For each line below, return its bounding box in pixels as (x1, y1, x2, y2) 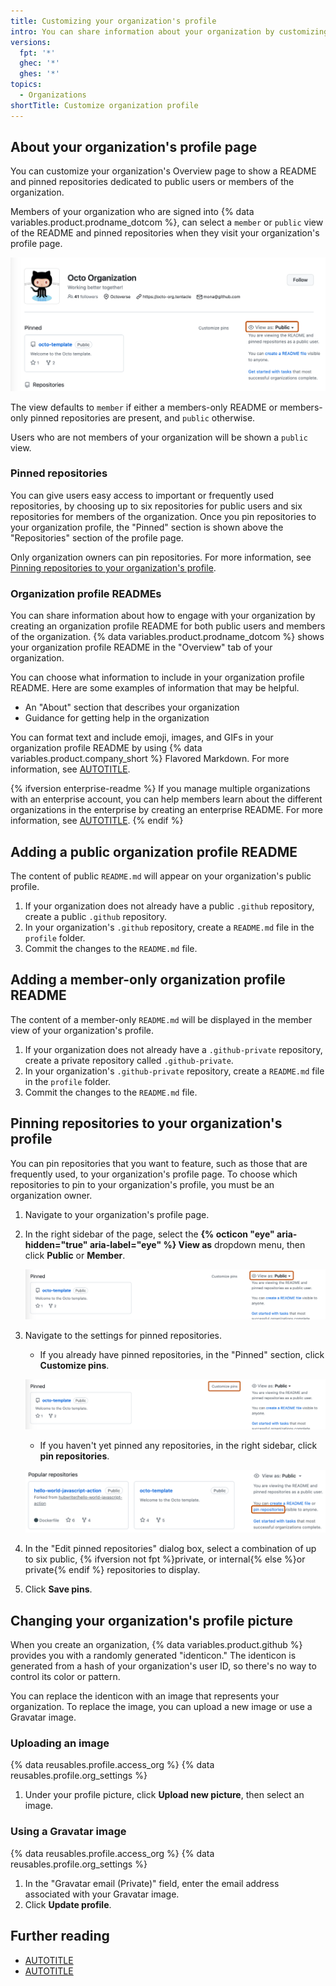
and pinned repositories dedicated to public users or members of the (10, 176, 295, 188)
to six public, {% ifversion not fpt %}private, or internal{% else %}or (24, 1553, 306, 1565)
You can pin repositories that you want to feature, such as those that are (10, 1157, 308, 1169)
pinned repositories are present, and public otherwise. (29, 411, 256, 424)
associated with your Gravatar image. (24, 1888, 180, 1900)
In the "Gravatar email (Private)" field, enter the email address (24, 1877, 280, 1889)
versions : (10, 37, 52, 47)
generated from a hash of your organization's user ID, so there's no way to (10, 1660, 317, 1672)
